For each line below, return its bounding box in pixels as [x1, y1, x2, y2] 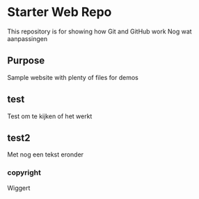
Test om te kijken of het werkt [7, 112, 93, 120]
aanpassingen [7, 34, 48, 42]
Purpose [7, 55, 45, 67]
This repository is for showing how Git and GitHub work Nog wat [7, 27, 193, 35]
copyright [7, 168, 42, 177]
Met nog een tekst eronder [7, 150, 84, 159]
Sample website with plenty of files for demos [7, 73, 139, 81]
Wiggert [7, 184, 31, 192]
